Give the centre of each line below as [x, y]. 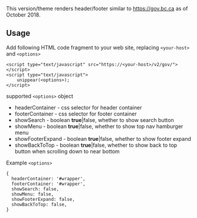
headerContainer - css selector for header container [78, 107]
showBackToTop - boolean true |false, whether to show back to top [96, 145]
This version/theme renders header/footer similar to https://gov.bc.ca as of [97, 9]
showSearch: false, [35, 189]
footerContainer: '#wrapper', [48, 184]
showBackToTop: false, [39, 204]
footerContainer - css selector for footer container [75, 114]
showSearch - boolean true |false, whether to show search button [94, 120]
